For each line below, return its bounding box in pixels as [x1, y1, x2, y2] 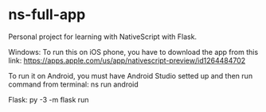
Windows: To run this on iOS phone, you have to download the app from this [8, 47, 259, 56]
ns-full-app [8, 6, 86, 24]
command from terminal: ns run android [8, 79, 139, 89]
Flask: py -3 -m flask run [8, 95, 89, 104]
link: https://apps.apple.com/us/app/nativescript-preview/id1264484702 [8, 56, 246, 65]
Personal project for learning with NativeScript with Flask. [8, 32, 198, 41]
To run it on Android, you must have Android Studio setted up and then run [8, 71, 253, 80]
